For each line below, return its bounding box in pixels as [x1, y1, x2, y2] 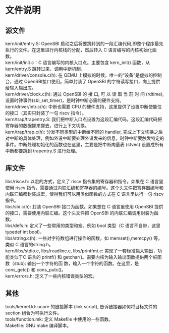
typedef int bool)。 [5, 229, 44, 235]
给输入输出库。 [5, 85, 36, 91]
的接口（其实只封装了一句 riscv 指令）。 [5, 110, 87, 116]
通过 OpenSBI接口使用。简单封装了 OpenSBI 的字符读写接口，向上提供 [14, 79, 160, 84]
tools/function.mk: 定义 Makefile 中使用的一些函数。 [5, 316, 114, 322]
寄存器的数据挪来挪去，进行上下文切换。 [5, 123, 89, 129]
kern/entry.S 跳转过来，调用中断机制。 [5, 66, 86, 72]
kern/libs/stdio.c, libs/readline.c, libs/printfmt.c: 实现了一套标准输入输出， [5, 248, 158, 254]
